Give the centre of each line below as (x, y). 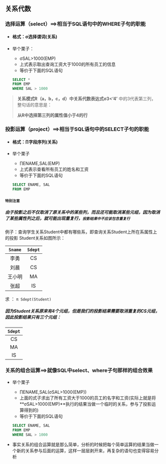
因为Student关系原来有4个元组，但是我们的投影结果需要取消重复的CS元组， (82, 311)
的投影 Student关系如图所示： (35, 238)
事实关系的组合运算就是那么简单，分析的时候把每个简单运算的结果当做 (83, 445)
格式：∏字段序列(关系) (35, 142)
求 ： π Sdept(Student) (28, 299)
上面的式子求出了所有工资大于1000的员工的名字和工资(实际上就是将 (88, 398)
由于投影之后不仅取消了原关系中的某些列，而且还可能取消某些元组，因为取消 (83, 212)
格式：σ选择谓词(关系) (35, 36)
